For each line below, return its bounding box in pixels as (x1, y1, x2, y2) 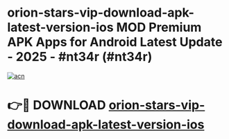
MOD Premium (116, 19, 202, 35)
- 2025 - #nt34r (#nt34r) (7, 49, 153, 65)
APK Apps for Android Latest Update (7, 35, 223, 50)
